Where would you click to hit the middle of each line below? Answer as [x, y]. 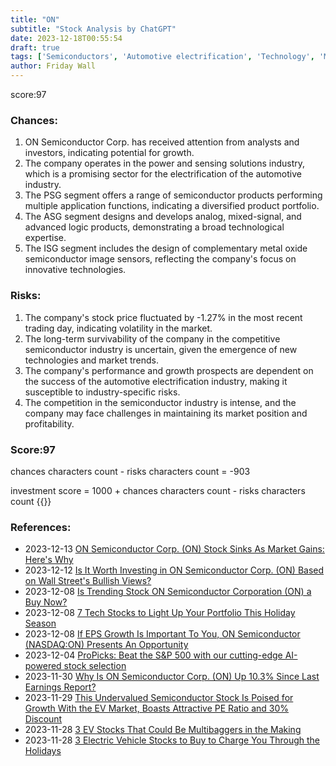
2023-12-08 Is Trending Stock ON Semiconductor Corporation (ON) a [168, 592]
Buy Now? [46, 602]
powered [43, 666]
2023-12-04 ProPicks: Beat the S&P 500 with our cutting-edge [153, 655]
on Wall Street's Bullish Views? [88, 581]
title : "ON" [35, 19]
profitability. [49, 423]
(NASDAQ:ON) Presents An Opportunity [106, 645]
